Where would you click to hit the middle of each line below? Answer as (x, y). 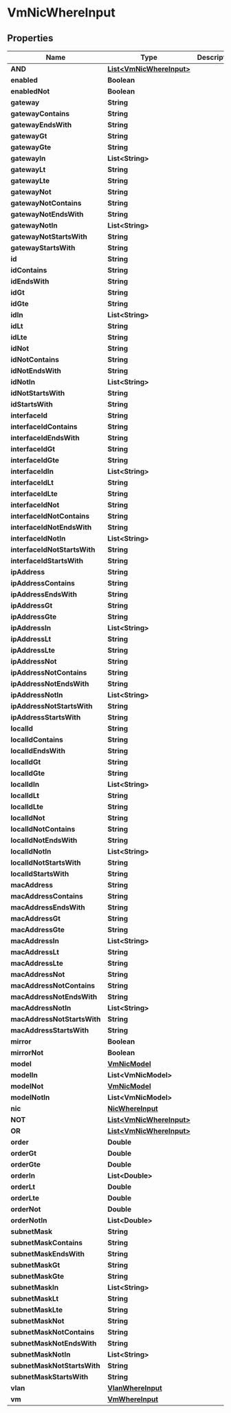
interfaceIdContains (44, 427)
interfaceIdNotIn (38, 538)
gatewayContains (40, 114)
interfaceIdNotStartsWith (53, 550)
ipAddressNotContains (49, 672)
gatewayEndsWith (41, 125)
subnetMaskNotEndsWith (54, 1343)
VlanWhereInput (135, 1388)
